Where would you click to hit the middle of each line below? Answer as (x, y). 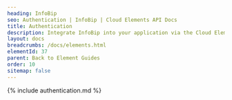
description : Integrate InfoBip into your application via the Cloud (109, 33)
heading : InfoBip (32, 13)
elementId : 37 (28, 52)
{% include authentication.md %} (55, 90)
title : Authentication (40, 26)
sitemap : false (29, 71)
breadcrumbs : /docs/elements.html (57, 45)
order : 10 (21, 64)
